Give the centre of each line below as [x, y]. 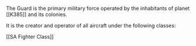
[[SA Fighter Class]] [30, 37]
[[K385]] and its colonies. [37, 14]
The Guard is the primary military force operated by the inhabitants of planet [98, 8]
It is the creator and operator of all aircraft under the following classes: [91, 26]
